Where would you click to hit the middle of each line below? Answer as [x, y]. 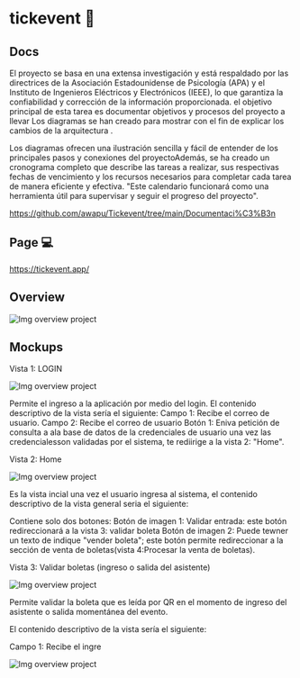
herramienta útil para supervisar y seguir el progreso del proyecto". [134, 196]
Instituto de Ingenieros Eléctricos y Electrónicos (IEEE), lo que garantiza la [146, 92]
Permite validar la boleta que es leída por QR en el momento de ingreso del [148, 602]
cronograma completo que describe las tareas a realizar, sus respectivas [144, 167]
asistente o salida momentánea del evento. [89, 612]
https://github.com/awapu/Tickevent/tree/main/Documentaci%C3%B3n [143, 213]
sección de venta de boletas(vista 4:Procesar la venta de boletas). [132, 550]
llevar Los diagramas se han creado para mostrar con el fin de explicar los [147, 121]
